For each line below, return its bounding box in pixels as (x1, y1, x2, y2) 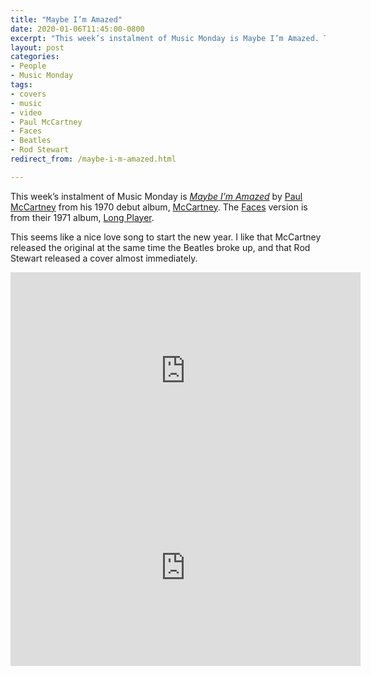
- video (10, 107, 43, 118)
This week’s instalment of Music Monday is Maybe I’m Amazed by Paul (10, 190, 303, 202)
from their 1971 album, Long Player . (10, 211, 155, 223)
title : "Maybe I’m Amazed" (10, 14, 123, 25)
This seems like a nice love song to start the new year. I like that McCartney (10, 231, 322, 243)
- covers (10, 89, 47, 99)
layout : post (10, 42, 65, 53)
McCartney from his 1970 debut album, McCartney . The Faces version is (10, 201, 308, 213)
